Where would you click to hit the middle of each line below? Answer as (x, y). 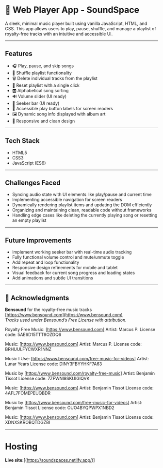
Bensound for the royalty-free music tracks (49, 310)
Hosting (21, 447)
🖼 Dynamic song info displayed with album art (59, 114)
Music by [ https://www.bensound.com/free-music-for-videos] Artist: (74, 402)
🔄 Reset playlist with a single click (46, 85)
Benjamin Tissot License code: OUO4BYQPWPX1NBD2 (60, 408)
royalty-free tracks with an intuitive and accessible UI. (59, 34)
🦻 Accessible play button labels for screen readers (62, 108)
